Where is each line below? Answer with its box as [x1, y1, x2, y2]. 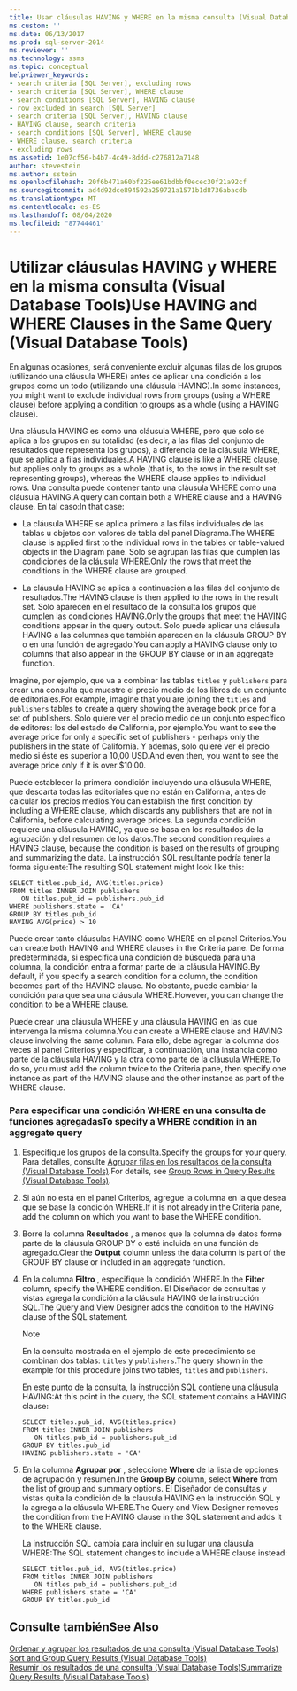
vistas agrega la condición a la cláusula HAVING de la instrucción [21, 1292, 260, 1303]
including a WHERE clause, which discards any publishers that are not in [9, 806, 272, 816]
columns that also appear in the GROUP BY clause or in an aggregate [21, 649, 274, 659]
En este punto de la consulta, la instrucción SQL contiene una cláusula [21, 1382, 278, 1392]
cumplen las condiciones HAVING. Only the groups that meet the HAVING [21, 611, 287, 621]
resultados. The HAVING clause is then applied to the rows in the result [21, 592, 278, 603]
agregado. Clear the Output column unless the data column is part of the [21, 1247, 286, 1258]
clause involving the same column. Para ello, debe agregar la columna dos [9, 1035, 280, 1046]
